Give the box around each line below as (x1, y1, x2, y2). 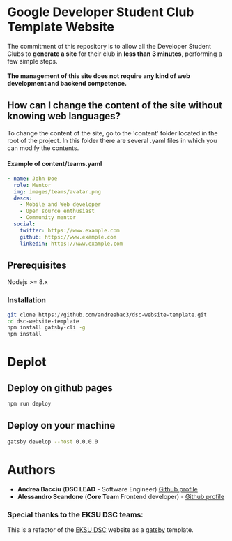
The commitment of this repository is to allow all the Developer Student (7, 42, 211, 50)
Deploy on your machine (7, 420, 116, 431)
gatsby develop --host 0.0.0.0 (7, 438, 98, 445)
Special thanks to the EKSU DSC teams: (7, 510, 144, 519)
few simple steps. (7, 57, 58, 65)
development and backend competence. (7, 79, 127, 87)
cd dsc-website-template (7, 318, 79, 325)
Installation (7, 295, 47, 305)
